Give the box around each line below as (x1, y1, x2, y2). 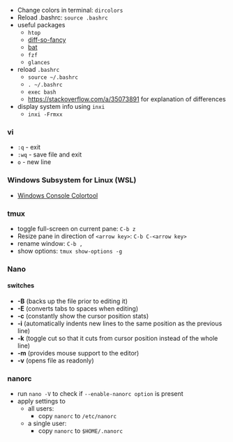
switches (7, 281, 35, 290)
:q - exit (17, 143, 40, 152)
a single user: (27, 419, 67, 428)
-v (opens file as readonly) (17, 356, 94, 365)
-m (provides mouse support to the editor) (17, 349, 140, 358)
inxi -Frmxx (27, 111, 63, 118)
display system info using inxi (17, 103, 105, 110)
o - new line (17, 158, 52, 166)
